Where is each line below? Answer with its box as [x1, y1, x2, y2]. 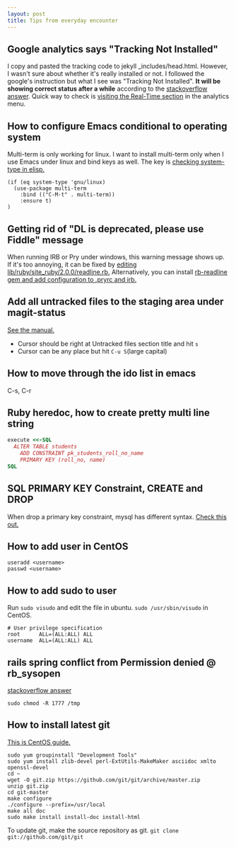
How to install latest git [7, 719, 111, 731]
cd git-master [7, 788, 49, 796]
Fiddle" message [7, 234, 83, 246]
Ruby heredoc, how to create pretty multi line [7, 407, 210, 419]
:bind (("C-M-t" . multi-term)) [20, 191, 115, 198]
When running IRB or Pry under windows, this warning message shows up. [7, 252, 225, 261]
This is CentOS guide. [7, 737, 71, 746]
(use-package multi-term [13, 185, 87, 192]
